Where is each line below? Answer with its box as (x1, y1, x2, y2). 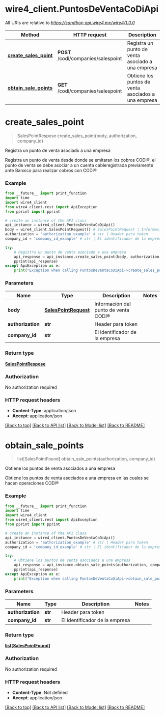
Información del (94, 301, 131, 308)
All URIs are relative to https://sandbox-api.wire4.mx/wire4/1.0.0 (5, 20, 135, 26)
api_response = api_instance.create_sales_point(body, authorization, (14, 254, 162, 259)
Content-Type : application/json (12, 408, 76, 414)
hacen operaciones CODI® (5, 480, 59, 486)
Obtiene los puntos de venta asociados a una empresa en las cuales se (5, 475, 149, 481)
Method (21, 31, 40, 38)
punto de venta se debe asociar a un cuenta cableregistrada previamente (5, 162, 154, 168)
